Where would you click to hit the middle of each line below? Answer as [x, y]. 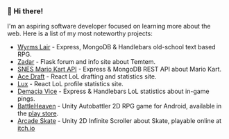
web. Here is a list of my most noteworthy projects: [80, 33]
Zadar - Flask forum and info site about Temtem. [86, 62]
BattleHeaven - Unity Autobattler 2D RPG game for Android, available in [119, 106]
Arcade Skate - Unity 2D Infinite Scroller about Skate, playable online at [119, 121]
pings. [26, 99]
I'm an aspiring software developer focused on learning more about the [109, 26]
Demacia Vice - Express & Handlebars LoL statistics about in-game [113, 91]
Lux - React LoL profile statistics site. [70, 84]
